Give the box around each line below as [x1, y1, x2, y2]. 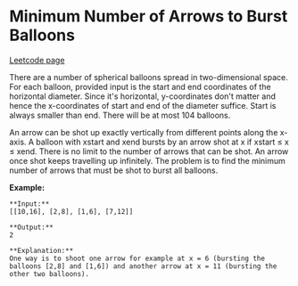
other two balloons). [9, 269, 90, 278]
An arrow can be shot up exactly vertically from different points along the [9, 127, 278, 137]
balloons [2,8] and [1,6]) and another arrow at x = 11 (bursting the [9, 261, 277, 271]
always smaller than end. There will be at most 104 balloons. [9, 110, 231, 120]
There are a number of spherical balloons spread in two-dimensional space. [9, 71, 288, 82]
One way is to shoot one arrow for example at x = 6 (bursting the [9, 254, 266, 263]
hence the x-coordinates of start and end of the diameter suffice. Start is [9, 100, 277, 110]
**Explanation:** [9, 246, 74, 255]
